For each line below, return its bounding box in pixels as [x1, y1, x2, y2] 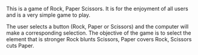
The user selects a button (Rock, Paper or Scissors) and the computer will [6, 23, 189, 30]
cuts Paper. [6, 42, 35, 49]
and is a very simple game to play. [6, 11, 91, 19]
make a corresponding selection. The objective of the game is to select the [6, 29, 191, 36]
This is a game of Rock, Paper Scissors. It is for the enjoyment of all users [6, 5, 188, 12]
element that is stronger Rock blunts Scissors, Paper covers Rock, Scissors [6, 36, 192, 42]
